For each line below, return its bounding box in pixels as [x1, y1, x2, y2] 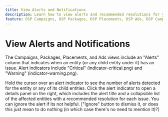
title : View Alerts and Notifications [5, 7, 86, 12]
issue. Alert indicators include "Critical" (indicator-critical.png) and [5, 65, 142, 71]
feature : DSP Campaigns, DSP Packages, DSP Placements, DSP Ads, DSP [5, 16, 153, 21]
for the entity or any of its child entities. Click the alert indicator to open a [5, 85, 156, 91]
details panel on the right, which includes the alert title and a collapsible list [5, 91, 160, 97]
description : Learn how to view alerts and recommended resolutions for [5, 12, 160, 17]
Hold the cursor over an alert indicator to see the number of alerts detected [5, 80, 160, 86]
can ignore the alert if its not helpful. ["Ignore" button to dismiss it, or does [5, 101, 158, 107]
